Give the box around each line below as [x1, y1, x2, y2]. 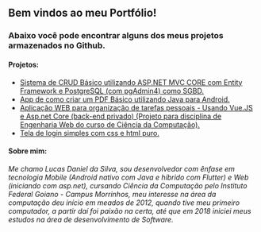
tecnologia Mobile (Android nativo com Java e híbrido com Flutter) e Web [8, 172, 249, 182]
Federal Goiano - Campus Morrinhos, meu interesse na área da [8, 189, 217, 199]
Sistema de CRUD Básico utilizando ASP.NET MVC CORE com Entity [19, 77, 243, 87]
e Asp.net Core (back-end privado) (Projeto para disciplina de [19, 111, 222, 121]
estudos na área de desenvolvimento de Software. [8, 215, 174, 224]
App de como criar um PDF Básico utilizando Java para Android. [19, 95, 230, 104]
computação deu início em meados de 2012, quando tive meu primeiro [8, 198, 240, 207]
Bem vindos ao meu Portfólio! [8, 6, 157, 20]
